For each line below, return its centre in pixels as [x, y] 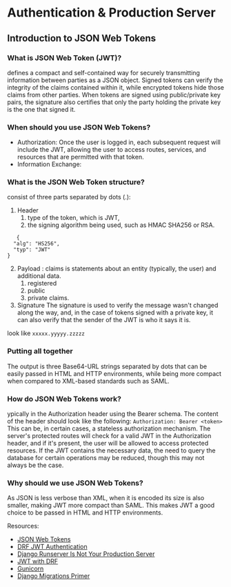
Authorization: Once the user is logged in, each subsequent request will [119, 142]
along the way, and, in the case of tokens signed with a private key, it [115, 312]
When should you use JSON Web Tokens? [79, 127]
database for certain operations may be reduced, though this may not [106, 458]
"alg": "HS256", [37, 244]
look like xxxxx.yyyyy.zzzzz [46, 333]
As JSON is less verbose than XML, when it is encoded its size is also [106, 498]
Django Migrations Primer [53, 576]
